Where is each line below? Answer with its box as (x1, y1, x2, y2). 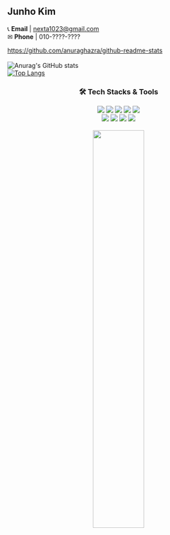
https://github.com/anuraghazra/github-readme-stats (7, 46, 163, 54)
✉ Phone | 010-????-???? (7, 32, 81, 41)
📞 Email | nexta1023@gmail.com (7, 24, 99, 33)
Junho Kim (7, 6, 56, 18)
